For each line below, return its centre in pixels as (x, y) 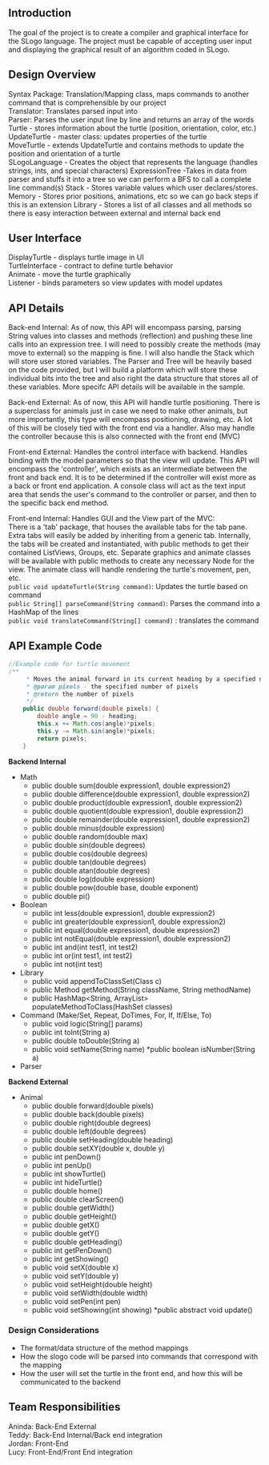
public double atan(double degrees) (91, 870)
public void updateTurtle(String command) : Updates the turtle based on (128, 587)
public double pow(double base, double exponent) (115, 887)
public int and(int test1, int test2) (85, 947)
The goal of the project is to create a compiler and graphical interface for (128, 32)
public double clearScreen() (78, 1199)
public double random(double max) (90, 837)
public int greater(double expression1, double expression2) (129, 921)
